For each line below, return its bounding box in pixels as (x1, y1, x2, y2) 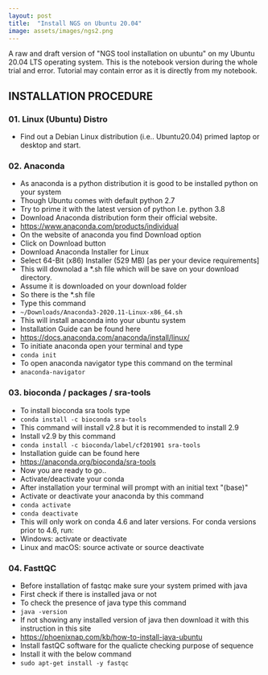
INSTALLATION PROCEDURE (8, 89, 153, 103)
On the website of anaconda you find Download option (19, 230, 201, 240)
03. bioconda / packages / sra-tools (8, 387, 151, 399)
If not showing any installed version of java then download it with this (19, 615, 249, 624)
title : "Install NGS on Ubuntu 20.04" (8, 19, 142, 27)
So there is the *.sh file (19, 290, 95, 300)
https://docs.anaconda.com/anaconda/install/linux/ (19, 333, 191, 342)
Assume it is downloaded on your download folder (19, 281, 188, 291)
